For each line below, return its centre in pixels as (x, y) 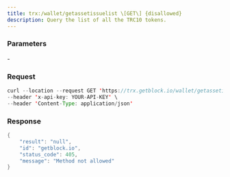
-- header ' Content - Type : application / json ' (70, 104)
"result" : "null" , (46, 141)
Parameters (27, 44)
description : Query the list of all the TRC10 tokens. (87, 20)
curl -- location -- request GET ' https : (64, 91)
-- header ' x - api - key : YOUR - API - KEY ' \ (62, 97)
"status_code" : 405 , (49, 154)
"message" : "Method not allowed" (67, 161)
